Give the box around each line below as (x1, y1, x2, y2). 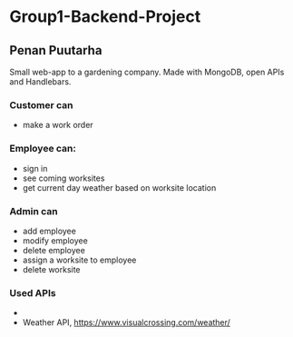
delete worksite (22, 263, 81, 274)
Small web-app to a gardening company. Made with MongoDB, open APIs (9, 66, 285, 77)
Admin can (9, 204, 59, 217)
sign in (22, 163, 48, 173)
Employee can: (9, 143, 77, 155)
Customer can (9, 98, 73, 111)
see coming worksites (22, 173, 105, 183)
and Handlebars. (9, 76, 72, 87)
